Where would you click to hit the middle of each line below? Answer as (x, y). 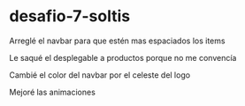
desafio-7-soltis (70, 16)
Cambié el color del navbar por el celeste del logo (100, 75)
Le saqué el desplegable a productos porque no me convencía (123, 57)
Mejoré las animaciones (52, 92)
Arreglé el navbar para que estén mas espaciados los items (117, 41)
